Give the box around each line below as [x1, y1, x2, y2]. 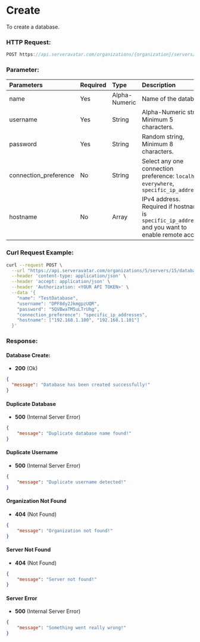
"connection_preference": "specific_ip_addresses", [17, 311, 148, 318]
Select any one [142, 157, 184, 165]
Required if [142, 203, 173, 211]
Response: [6, 337, 38, 345]
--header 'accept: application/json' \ [11, 279, 111, 285]
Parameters [9, 81, 43, 89]
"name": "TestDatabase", [17, 295, 79, 301]
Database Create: [6, 351, 51, 358]
